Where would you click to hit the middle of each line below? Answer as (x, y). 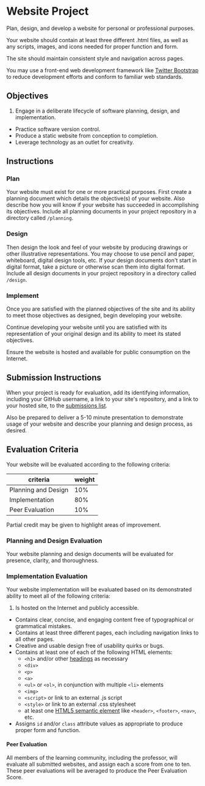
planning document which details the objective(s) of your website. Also (95, 198)
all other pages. (35, 639)
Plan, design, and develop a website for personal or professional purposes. (101, 28)
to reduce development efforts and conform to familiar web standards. (95, 76)
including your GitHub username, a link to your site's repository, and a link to (102, 399)
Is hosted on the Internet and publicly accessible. (77, 608)
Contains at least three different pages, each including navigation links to (107, 633)
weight (85, 480)
